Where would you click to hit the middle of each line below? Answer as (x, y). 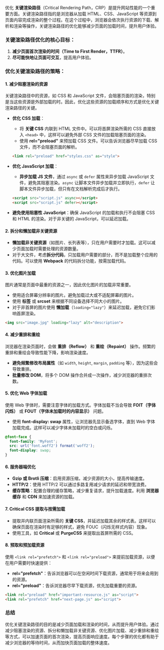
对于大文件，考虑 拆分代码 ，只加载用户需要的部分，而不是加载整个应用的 (85, 255)
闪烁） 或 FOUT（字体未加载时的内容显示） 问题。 (56, 411)
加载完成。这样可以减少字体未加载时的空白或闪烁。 (63, 428)
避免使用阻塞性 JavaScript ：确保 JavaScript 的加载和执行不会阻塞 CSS (83, 213)
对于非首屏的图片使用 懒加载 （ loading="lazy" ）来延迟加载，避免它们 (82, 307)
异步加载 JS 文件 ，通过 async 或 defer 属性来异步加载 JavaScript (84, 177)
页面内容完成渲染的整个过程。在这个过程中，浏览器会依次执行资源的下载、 (80, 20)
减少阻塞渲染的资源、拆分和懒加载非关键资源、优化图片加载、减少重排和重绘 (82, 630)
